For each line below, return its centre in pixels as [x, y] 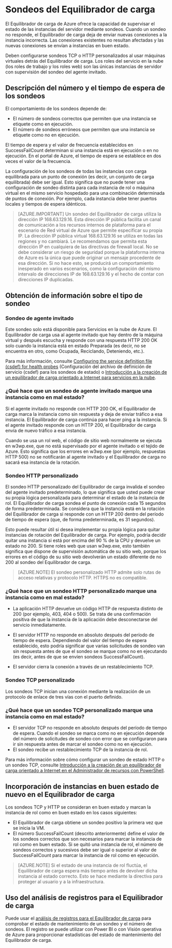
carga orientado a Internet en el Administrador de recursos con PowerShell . [85, 770]
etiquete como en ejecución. [43, 124]
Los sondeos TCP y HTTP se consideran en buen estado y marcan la [78, 807]
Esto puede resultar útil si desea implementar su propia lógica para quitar [83, 530]
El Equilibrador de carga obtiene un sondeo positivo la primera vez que [88, 822]
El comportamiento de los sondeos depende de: [56, 108]
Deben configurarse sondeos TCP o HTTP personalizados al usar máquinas [85, 56]
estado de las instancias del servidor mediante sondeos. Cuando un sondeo [85, 29]
